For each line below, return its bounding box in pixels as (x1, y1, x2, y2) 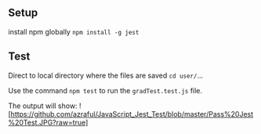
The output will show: (8, 101, 78, 110)
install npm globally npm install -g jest (8, 27, 140, 36)
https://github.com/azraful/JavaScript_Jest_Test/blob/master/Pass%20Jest (10, 109, 254, 118)
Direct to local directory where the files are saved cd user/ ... (8, 71, 204, 80)
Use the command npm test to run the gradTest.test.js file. (8, 85, 202, 95)
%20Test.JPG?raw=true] (8, 118, 89, 127)
